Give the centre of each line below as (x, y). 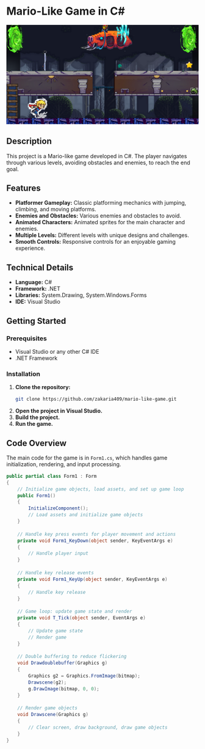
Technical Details (40, 267)
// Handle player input (58, 554)
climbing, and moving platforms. (56, 210)
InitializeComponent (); (58, 508)
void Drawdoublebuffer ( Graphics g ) (63, 663)
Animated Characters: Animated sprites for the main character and (100, 222)
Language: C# (34, 282)
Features (23, 188)
